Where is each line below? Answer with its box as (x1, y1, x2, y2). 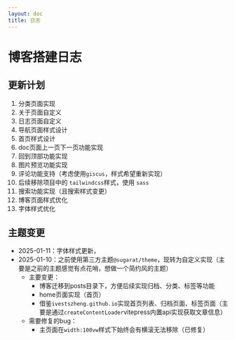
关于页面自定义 (18, 108, 62, 116)
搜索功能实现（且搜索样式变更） (18, 186, 111, 195)
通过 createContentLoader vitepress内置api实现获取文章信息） (51, 308, 227, 316)
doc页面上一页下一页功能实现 (18, 143, 104, 151)
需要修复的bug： (28, 317, 78, 325)
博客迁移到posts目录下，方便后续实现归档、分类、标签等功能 (39, 282, 215, 290)
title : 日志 (8, 17, 41, 24)
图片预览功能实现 (18, 161, 68, 169)
